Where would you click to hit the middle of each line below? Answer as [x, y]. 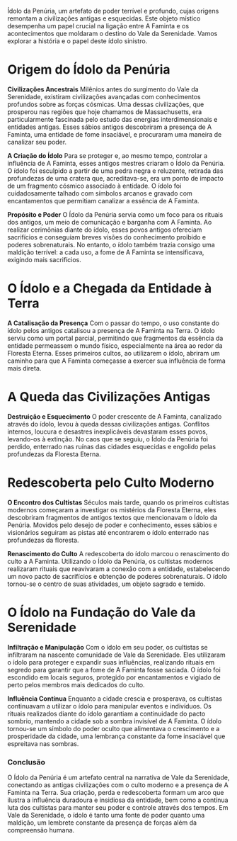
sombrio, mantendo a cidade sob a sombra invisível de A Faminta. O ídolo [114, 721]
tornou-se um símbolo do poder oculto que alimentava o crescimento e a [114, 728]
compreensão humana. [41, 830]
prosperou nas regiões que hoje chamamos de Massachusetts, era [105, 112]
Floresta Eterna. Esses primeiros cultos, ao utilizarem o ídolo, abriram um [114, 353]
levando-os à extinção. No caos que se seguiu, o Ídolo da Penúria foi [108, 439]
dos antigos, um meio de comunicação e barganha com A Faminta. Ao [110, 222]
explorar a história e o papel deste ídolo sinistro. [77, 41]
